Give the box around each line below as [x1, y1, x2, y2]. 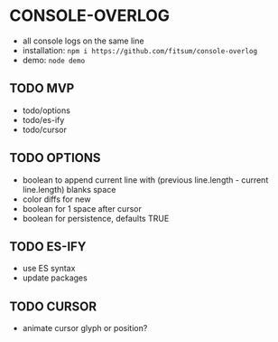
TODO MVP [9, 81, 75, 96]
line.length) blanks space [22, 184, 116, 195]
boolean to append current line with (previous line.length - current [22, 174, 269, 185]
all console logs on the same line [22, 35, 144, 46]
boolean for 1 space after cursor [22, 203, 142, 214]
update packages [22, 272, 88, 283]
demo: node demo [22, 54, 86, 65]
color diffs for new [22, 194, 91, 204]
